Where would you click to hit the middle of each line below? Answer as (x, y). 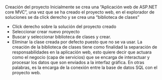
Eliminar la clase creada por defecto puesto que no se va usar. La (77, 42)
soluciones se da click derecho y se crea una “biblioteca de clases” (72, 17)
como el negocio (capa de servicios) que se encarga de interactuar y (81, 57)
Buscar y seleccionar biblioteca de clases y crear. (61, 37)
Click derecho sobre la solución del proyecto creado (64, 27)
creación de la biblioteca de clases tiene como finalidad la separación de (84, 47)
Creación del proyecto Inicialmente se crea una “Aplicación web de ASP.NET (81, 7)
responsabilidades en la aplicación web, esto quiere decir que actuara (82, 52)
